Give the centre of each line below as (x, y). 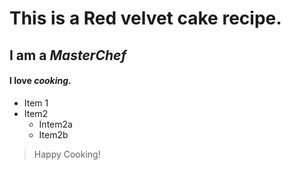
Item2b (53, 134)
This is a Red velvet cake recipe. (145, 18)
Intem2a (55, 124)
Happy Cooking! (67, 154)
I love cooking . (40, 81)
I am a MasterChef (68, 55)
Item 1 (36, 103)
